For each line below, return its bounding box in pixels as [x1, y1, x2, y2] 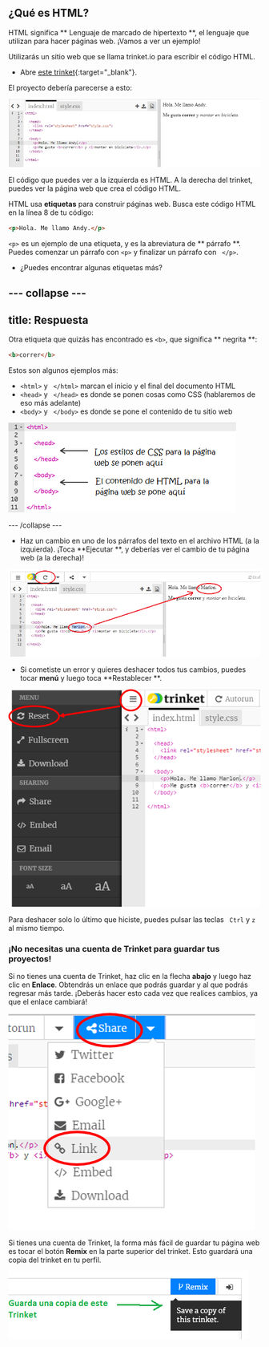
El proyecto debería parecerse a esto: [8, 83, 132, 92]
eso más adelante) [19, 398, 82, 408]
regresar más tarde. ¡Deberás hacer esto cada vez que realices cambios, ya [8, 988, 259, 997]
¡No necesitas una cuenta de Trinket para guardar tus [8, 943, 220, 954]
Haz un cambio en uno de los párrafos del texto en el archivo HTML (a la [19, 536, 259, 546]
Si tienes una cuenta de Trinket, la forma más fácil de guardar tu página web [8, 1238, 260, 1248]
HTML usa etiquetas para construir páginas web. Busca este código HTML [8, 200, 256, 209]
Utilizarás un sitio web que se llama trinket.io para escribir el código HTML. [8, 51, 256, 61]
